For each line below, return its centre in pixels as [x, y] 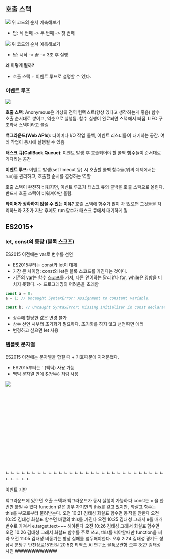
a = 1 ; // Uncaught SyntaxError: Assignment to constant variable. [78, 298]
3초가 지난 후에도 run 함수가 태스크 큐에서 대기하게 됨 [75, 211]
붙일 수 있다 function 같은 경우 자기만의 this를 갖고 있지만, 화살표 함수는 [86, 507]
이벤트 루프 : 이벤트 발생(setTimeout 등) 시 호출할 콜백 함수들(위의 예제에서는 [80, 170]
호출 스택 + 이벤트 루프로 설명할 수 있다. [52, 76]
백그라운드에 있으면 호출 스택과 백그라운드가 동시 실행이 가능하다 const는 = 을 [82, 500]
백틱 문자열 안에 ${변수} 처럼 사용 [46, 374]
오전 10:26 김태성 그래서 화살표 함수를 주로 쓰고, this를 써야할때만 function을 [81, 532]
